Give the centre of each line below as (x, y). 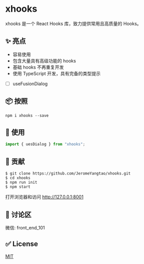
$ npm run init (21, 183)
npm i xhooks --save (27, 115)
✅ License (22, 244)
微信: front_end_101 (25, 227)
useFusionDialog (30, 83)
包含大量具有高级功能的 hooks (44, 61)
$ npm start (18, 187)
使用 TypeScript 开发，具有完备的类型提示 (56, 73)
